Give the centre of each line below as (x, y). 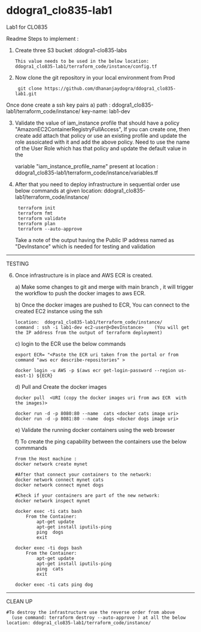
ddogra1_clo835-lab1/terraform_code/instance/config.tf (86, 66)
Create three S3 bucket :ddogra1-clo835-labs (71, 50)
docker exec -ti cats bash (48, 511)
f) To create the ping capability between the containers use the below (100, 442)
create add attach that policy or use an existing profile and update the (101, 135)
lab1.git (26, 93)
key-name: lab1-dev (106, 111)
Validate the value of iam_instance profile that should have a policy (97, 123)
